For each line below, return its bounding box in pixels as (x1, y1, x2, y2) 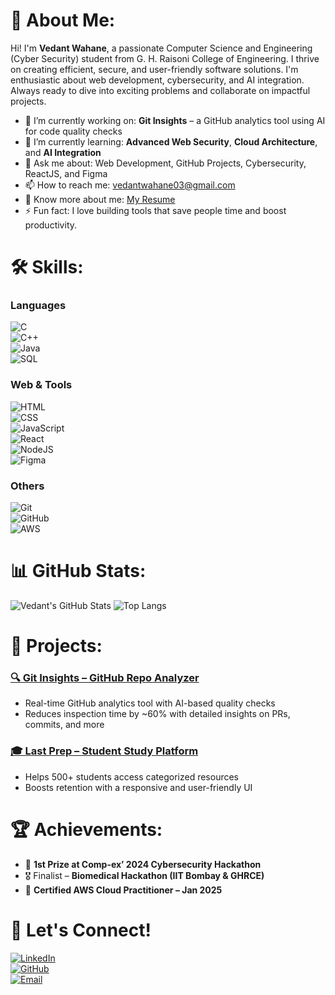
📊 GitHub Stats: (10, 560, 147, 583)
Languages (10, 299, 67, 313)
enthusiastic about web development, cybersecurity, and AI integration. (10, 74, 305, 86)
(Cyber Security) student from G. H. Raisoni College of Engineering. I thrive (10, 52, 320, 64)
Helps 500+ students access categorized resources (24, 770, 240, 783)
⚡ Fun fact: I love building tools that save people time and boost (24, 204, 287, 216)
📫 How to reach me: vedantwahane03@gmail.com (24, 179, 236, 191)
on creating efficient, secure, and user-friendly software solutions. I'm (10, 63, 299, 75)
